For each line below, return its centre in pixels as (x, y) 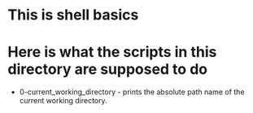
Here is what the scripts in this (112, 52)
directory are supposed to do (108, 70)
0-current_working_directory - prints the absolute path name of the (132, 92)
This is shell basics (73, 15)
